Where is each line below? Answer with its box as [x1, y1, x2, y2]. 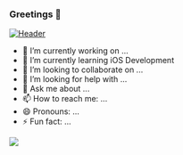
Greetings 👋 [9, 8, 62, 20]
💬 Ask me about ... [21, 84, 90, 94]
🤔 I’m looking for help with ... [21, 74, 128, 85]
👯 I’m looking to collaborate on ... [21, 64, 144, 75]
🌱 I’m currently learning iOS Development [21, 55, 175, 66]
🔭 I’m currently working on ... [21, 45, 129, 56]
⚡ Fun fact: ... [21, 116, 71, 127]
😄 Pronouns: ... [21, 106, 80, 117]
